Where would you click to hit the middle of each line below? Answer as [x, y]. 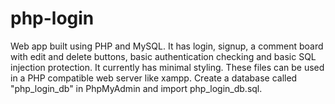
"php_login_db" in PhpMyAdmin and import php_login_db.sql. [136, 88]
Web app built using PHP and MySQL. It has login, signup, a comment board [167, 46]
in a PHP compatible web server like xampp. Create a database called [154, 78]
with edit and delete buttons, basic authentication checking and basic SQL [163, 56]
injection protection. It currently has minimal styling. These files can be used [167, 67]
